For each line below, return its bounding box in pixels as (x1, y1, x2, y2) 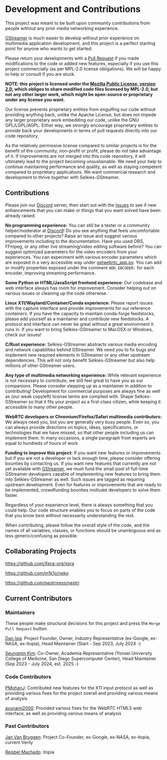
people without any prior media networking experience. (5, 25, 119, 31)
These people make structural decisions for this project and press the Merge (5, 620, 161, 626)
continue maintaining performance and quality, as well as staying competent (5, 164, 162, 170)
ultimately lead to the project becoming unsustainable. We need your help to (5, 158, 162, 164)
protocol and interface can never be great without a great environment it (5, 321, 154, 327)
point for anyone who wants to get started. (5, 45, 93, 51)
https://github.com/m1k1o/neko (5, 570, 69, 576)
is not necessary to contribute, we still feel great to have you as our (5, 378, 144, 383)
